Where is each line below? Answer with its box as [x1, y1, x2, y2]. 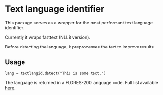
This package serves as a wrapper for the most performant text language [5, 20, 153, 25]
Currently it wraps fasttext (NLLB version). [5, 34, 91, 40]
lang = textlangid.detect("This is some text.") [5, 71, 106, 76]
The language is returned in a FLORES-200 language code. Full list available [5, 79, 158, 85]
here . [5, 85, 16, 91]
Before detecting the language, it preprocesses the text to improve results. [5, 44, 155, 49]
